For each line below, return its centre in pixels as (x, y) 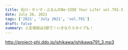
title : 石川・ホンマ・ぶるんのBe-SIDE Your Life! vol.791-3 (64, 10)
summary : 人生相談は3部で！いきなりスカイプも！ (49, 28)
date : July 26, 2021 (26, 14)
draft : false (19, 24)
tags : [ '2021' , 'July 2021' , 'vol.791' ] (47, 19)
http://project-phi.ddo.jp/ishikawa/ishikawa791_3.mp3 (60, 42)
